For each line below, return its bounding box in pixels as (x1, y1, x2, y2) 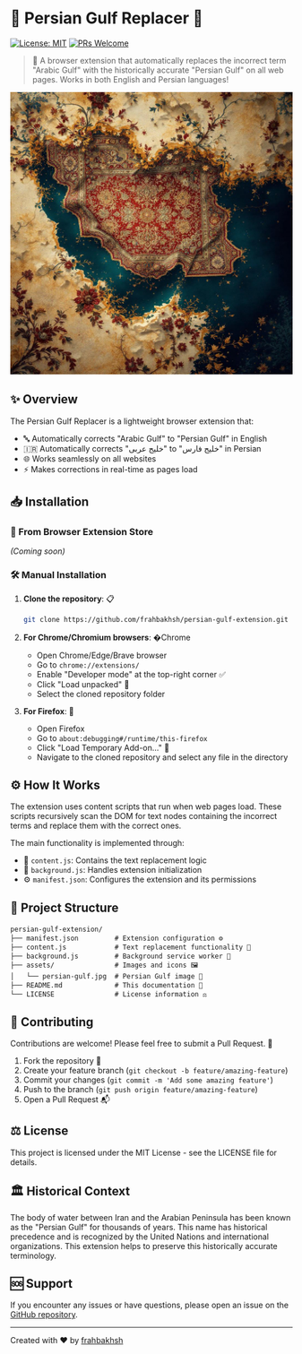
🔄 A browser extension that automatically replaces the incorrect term (31, 55, 287, 65)
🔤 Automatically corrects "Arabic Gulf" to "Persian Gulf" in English (22, 433, 268, 444)
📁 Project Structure (10, 900, 119, 915)
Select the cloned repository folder (36, 688, 166, 699)
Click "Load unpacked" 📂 (36, 678, 130, 689)
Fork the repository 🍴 (22, 1056, 102, 1066)
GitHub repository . (10, 1309, 79, 1320)
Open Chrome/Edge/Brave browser (36, 650, 168, 660)
